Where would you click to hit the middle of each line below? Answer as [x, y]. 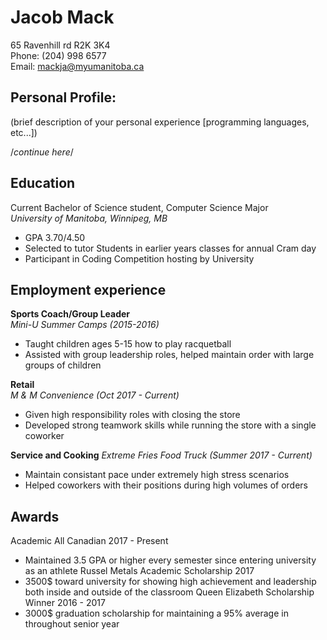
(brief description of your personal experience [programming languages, [160, 122]
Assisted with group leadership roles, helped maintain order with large [169, 355]
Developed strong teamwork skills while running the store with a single [170, 425]
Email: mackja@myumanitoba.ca [77, 66]
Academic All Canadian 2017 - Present [89, 541]
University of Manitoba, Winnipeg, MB [89, 218]
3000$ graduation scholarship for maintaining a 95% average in [156, 613]
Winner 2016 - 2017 [65, 603]
